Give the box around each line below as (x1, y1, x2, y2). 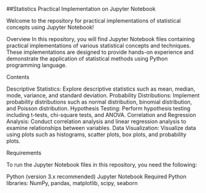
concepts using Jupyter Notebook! (6, 24, 94, 31)
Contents (6, 74, 29, 80)
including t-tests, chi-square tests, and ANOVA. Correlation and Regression (6, 112, 196, 118)
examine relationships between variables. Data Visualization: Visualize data (6, 124, 196, 131)
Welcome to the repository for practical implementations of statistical (6, 17, 181, 24)
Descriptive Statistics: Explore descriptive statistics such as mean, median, (6, 85, 196, 93)
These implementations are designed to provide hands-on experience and (6, 48, 194, 56)
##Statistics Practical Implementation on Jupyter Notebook (6, 6, 156, 12)
